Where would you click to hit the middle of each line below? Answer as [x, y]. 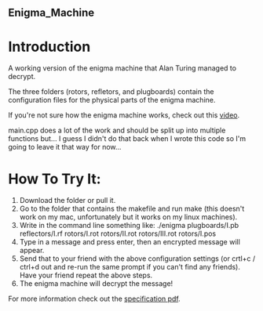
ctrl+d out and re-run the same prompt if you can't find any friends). [130, 267]
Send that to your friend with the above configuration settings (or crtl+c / [137, 259]
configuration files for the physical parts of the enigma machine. [112, 100]
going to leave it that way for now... [65, 147]
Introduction [49, 47]
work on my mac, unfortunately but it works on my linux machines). [128, 217]
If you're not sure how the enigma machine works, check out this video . [124, 115]
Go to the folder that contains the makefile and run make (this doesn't [132, 209]
